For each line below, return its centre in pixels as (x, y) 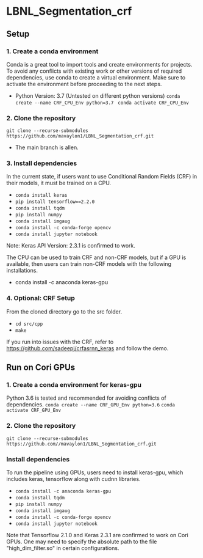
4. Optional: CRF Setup (41, 298)
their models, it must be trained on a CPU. (59, 183)
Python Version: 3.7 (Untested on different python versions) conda (98, 95)
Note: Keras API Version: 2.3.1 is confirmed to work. (71, 246)
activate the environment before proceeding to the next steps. (84, 84)
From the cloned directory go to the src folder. (64, 311)
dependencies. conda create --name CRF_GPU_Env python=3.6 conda (91, 405)
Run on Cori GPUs (41, 368)
